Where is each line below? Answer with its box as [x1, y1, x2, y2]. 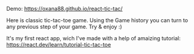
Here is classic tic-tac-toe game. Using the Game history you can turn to [6, 17, 189, 23]
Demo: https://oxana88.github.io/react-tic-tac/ [6, 5, 123, 12]
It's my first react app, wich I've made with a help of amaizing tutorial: [6, 35, 181, 41]
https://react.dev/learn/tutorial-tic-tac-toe [6, 41, 111, 48]
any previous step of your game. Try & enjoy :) [6, 23, 123, 30]
